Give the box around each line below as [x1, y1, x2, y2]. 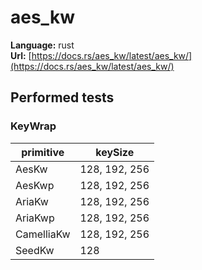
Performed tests [10, 89, 115, 106]
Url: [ [10, 49, 32, 61]
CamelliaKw [15, 227, 71, 241]
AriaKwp [15, 211, 55, 225]
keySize [95, 145, 135, 159]
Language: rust [10, 39, 75, 51]
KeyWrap [10, 119, 57, 133]
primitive [21, 145, 65, 159]
